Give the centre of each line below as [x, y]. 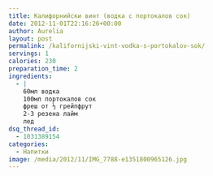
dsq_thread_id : [34, 129]
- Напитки [32, 152]
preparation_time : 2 [43, 69]
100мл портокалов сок [59, 99]
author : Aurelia [36, 31]
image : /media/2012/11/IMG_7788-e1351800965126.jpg [98, 159]
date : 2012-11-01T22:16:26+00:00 [65, 24]
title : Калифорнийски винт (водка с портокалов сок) [100, 16]
